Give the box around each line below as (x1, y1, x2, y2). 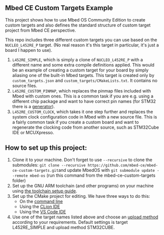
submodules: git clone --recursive (12, 162, 86, 168)
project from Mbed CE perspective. (5, 27, 76, 33)
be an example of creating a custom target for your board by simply (12, 67, 149, 73)
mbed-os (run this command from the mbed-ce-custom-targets (30, 172, 156, 178)
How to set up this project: (5, 144, 87, 152)
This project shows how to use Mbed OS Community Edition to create (5, 17, 145, 23)
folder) (12, 177, 26, 183)
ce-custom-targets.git (12, 168, 59, 173)
